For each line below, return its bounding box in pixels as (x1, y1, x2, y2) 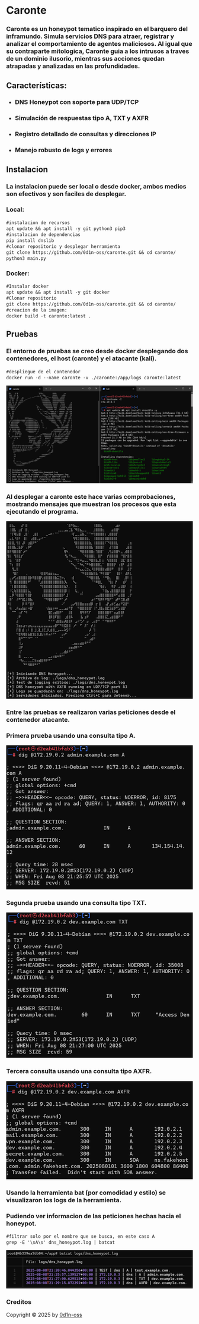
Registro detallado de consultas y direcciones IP (14, 130, 157, 139)
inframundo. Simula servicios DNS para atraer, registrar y (6, 32, 175, 40)
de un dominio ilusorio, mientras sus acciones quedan (6, 55, 165, 63)
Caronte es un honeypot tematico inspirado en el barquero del (6, 25, 188, 33)
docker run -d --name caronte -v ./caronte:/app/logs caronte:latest (6, 375, 182, 380)
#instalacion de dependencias (6, 231, 81, 238)
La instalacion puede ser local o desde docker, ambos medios (6, 182, 187, 190)
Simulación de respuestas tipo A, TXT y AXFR (14, 114, 149, 122)
